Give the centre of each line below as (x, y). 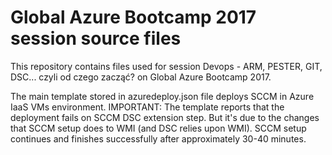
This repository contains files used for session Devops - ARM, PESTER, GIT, (166, 66)
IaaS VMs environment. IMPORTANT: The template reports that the (147, 107)
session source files (96, 38)
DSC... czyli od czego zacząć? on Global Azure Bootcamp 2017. (141, 77)
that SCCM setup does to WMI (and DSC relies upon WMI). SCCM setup (158, 128)
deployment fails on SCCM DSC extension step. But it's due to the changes (165, 117)
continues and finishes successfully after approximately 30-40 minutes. (158, 138)
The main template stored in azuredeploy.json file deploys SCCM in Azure (162, 96)
